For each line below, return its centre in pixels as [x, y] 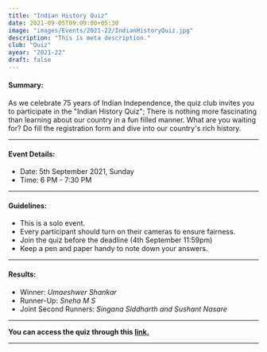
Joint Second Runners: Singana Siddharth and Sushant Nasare [124, 309]
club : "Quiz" [30, 45]
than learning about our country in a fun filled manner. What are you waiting [132, 120]
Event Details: [32, 154]
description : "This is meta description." [79, 38]
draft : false [30, 60]
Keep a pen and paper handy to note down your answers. [114, 249]
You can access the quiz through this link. [79, 331]
